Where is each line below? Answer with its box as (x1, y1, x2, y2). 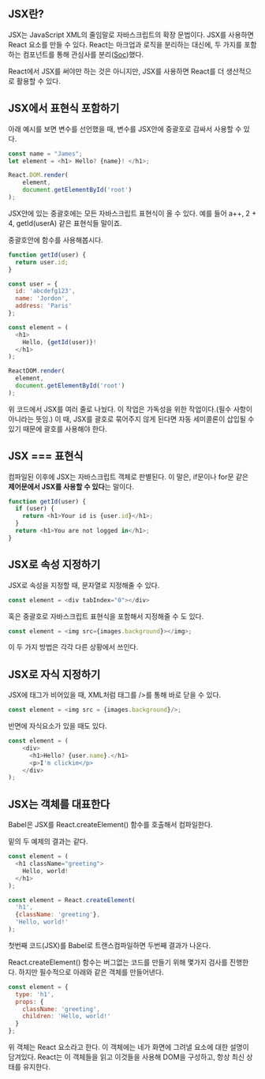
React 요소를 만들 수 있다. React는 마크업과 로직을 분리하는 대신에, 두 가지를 (8, 39, 243, 49)
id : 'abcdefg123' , (15, 287, 77, 295)
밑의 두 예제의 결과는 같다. (8, 837, 88, 846)
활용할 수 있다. (16, 76, 62, 85)
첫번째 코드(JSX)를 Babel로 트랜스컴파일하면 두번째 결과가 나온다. (8, 940, 211, 950)
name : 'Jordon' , (15, 294, 69, 302)
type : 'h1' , (15, 990, 55, 998)
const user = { (8, 279, 58, 288)
